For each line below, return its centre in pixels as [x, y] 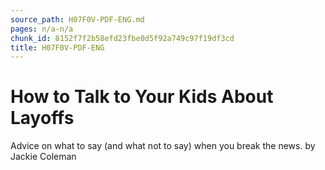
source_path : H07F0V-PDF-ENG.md [77, 19]
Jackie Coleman [43, 157]
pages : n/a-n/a [42, 29]
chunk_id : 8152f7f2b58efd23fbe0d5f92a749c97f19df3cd [122, 38]
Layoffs [42, 118]
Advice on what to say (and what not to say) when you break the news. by [163, 146]
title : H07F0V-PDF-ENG [57, 47]
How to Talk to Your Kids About [142, 97]
